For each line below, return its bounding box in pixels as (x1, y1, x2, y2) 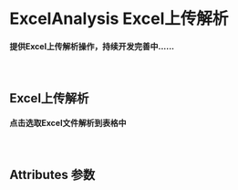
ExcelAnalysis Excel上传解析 (9, 8, 229, 29)
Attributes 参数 (9, 167, 96, 183)
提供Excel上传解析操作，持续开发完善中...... (9, 40, 175, 51)
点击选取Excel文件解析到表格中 (9, 118, 127, 129)
